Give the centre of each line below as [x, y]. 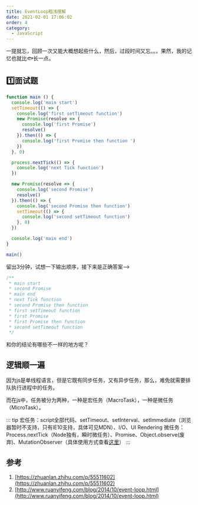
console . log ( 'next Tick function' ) [60, 168]
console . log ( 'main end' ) [42, 239]
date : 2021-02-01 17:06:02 [39, 17]
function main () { [30, 97]
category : [18, 28]
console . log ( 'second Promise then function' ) [74, 206]
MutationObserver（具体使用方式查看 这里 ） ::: [75, 442]
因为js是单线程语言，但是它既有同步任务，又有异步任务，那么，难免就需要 [96, 380]
